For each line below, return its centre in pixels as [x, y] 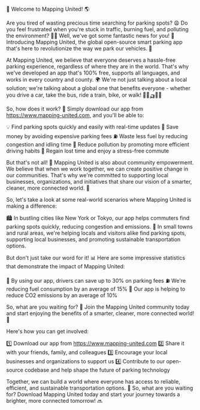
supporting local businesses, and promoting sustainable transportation [93, 239]
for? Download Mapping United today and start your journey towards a [93, 394]
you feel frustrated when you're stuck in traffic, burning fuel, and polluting [97, 29]
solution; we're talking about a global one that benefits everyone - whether [98, 88]
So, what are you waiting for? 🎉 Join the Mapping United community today [98, 307]
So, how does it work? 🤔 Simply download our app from [75, 109]
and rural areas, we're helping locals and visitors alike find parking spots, [96, 233]
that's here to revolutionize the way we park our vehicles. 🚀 [79, 48]
